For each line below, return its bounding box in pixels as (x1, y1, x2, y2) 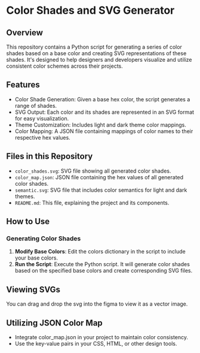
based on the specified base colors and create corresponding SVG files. (14, 267, 193, 274)
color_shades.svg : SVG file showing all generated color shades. (14, 167, 171, 174)
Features (6, 80, 40, 90)
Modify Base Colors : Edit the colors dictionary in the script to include (14, 248, 186, 255)
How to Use (6, 216, 50, 227)
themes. (14, 192, 35, 200)
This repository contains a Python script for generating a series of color (6, 43, 182, 50)
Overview (6, 28, 44, 38)
